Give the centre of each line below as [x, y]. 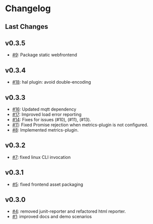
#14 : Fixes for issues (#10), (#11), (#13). [51, 120]
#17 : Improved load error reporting [47, 114]
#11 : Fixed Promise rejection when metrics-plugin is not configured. [80, 125]
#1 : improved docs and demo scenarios [52, 217]
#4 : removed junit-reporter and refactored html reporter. [69, 211]
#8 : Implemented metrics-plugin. [45, 130]
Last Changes [26, 27]
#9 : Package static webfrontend [45, 55]
